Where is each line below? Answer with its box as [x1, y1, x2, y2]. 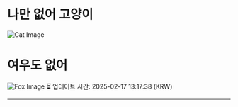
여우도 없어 [7, 57, 68, 74]
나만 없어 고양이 [7, 6, 93, 23]
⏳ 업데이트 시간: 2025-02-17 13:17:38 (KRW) [45, 82, 173, 91]
